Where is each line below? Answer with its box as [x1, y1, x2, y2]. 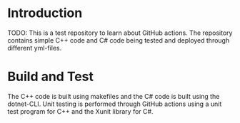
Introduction [7, 5, 83, 21]
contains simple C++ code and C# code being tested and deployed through [7, 36, 230, 44]
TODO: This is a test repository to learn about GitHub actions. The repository [7, 28, 233, 37]
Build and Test [7, 69, 94, 85]
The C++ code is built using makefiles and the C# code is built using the [7, 92, 220, 100]
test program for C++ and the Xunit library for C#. [7, 107, 154, 115]
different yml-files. [7, 43, 62, 52]
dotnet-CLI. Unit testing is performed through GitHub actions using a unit [7, 100, 222, 108]
